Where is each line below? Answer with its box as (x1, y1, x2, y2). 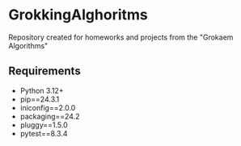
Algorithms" (8, 40, 49, 50)
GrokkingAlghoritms (8, 6, 148, 24)
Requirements (8, 65, 81, 78)
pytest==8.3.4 (19, 128, 68, 138)
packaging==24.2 (19, 111, 80, 121)
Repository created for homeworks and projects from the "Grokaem (8, 32, 234, 42)
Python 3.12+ (19, 86, 64, 95)
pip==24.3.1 (19, 94, 60, 104)
